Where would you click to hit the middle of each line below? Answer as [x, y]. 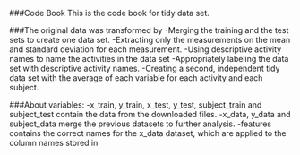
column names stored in [54, 143]
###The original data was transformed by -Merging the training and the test [149, 30]
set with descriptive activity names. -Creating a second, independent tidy [145, 68]
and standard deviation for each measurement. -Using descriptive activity [146, 49]
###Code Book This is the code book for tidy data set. [110, 13]
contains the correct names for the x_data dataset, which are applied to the [148, 133]
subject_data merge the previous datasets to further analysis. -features [141, 124]
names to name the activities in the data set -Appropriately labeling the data [149, 59]
